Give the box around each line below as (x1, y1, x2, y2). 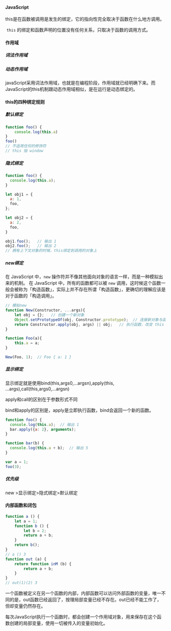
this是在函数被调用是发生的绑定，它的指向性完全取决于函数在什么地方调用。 (5, 16, 164, 22)
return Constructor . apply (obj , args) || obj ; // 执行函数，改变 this (14, 322, 164, 327)
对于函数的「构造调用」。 (5, 293, 57, 299)
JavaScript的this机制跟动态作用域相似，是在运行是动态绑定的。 (5, 86, 138, 92)
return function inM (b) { (14, 561, 72, 566)
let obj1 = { (5, 192, 33, 197)
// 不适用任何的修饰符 (5, 143, 47, 149)
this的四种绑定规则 (5, 98, 45, 105)
